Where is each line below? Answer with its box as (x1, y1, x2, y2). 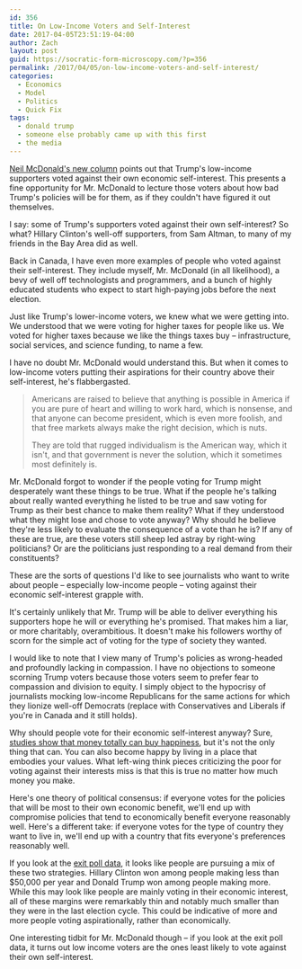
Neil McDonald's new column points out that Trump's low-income (9, 163, 252, 173)
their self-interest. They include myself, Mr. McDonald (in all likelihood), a (9, 264, 280, 275)
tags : (9, 113, 30, 122)
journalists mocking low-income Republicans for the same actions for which (9, 690, 290, 701)
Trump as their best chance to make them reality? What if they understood (9, 504, 285, 515)
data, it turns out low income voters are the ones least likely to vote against (9, 941, 287, 953)
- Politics (17, 96, 58, 106)
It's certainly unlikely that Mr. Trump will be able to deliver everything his (9, 606, 278, 617)
